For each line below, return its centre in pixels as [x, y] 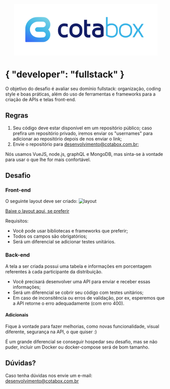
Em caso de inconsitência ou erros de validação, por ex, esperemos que [89, 298]
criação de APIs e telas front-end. [41, 99]
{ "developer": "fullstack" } [65, 74]
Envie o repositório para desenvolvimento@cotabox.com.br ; [76, 144]
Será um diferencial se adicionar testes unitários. [64, 242]
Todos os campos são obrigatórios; [50, 236]
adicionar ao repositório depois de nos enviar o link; [67, 139]
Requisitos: [17, 221]
